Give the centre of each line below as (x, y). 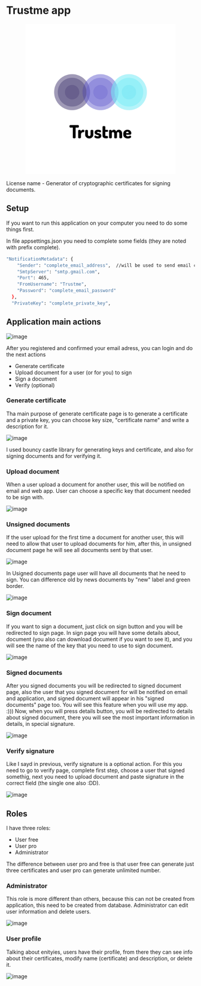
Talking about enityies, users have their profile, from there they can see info (100, 952)
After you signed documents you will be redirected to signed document (94, 686)
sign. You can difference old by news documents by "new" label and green (98, 580)
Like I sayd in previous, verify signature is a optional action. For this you (94, 764)
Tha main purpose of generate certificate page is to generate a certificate (97, 414)
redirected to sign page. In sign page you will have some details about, (93, 632)
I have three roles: (28, 828)
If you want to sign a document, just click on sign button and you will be (95, 626)
